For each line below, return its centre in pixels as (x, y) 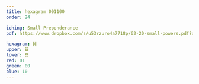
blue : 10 (17, 72)
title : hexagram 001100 (36, 12)
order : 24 (18, 17)
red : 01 (16, 60)
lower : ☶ (17, 55)
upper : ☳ (17, 50)
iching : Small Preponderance (42, 28)
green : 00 (18, 66)
